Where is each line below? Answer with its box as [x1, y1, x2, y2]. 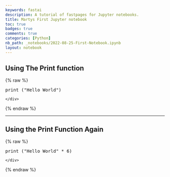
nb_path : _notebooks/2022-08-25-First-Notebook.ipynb [5, 41, 121, 46]
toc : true [5, 21, 26, 27]
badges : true [5, 26, 33, 31]
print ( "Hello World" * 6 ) [5, 148, 72, 154]
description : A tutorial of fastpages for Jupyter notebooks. [5, 12, 139, 17]
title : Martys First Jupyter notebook [5, 17, 87, 22]
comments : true [5, 31, 37, 36]
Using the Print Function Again [5, 125, 104, 133]
